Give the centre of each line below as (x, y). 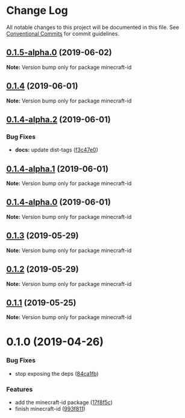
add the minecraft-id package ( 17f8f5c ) (64, 402)
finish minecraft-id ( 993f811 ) (50, 409)
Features (20, 389)
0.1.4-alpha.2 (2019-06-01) (58, 119)
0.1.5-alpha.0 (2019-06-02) (59, 53)
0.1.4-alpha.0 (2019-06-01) (59, 202)
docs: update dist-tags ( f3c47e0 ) (56, 150)
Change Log (37, 11)
